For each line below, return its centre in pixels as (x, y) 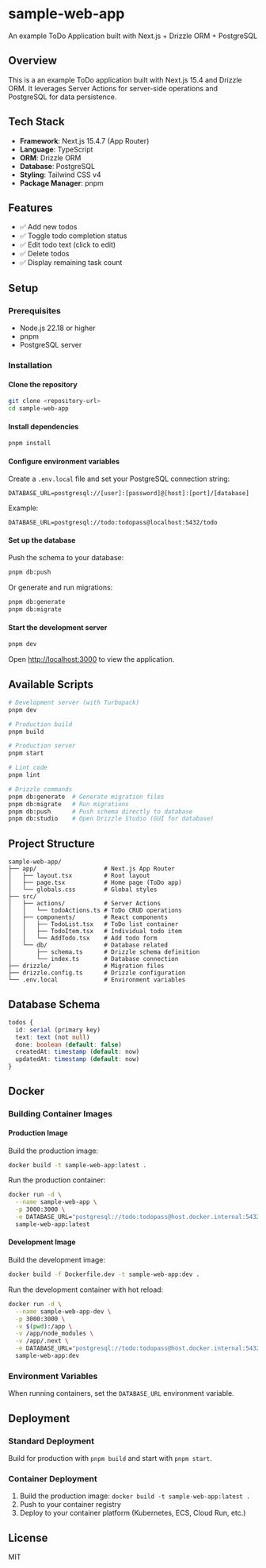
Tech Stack (36, 122)
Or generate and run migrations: (61, 587)
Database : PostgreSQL (57, 166)
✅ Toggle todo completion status (73, 236)
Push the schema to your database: (66, 558)
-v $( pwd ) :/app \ (44, 1326)
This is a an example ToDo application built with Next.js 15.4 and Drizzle (125, 79)
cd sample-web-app (38, 409)
